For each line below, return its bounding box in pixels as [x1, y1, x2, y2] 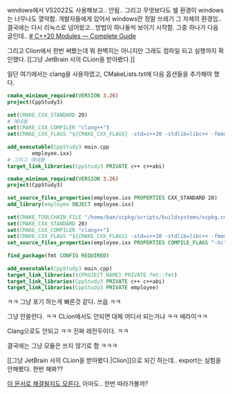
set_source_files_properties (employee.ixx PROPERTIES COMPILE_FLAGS [7, 239, 209, 246]
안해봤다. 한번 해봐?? [7, 365, 64, 373]
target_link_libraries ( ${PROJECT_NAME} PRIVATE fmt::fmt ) [7, 271, 177, 278]
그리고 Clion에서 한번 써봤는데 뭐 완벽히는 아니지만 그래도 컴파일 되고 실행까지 [7, 47, 217, 55]
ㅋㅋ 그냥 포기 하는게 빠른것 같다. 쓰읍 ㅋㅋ [7, 297, 122, 306]
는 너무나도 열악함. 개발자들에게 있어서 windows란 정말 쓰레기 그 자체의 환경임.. [7, 14, 222, 23]
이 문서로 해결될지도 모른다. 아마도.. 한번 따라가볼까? [7, 380, 148, 388]
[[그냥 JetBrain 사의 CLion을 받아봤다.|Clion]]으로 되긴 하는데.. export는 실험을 [7, 356, 222, 364]
